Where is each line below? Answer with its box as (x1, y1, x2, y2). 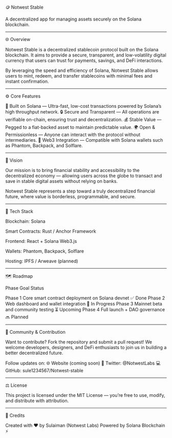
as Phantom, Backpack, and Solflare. (5, 143, 83, 148)
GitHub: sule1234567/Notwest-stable (5, 368, 83, 373)
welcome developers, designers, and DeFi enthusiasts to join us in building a (5, 345, 167, 350)
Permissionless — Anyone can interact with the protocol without (5, 131, 141, 138)
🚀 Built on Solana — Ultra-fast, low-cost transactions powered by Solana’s (5, 103, 162, 109)
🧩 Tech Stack (5, 208, 33, 214)
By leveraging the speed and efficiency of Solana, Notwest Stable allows (5, 67, 159, 73)
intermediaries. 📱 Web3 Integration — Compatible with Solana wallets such (5, 137, 163, 143)
